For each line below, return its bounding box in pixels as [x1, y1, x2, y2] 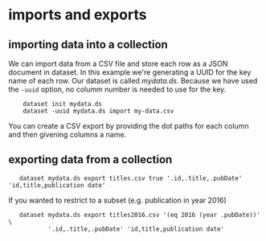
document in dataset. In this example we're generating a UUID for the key [8, 67, 252, 77]
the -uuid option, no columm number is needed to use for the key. [8, 84, 227, 94]
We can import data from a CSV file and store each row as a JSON [8, 59, 228, 68]
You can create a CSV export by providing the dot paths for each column [8, 121, 249, 130]
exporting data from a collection [8, 153, 173, 166]
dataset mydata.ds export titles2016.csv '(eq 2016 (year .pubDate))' [18, 210, 261, 219]
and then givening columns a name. [8, 130, 127, 139]
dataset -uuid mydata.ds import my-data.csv [23, 107, 174, 115]
